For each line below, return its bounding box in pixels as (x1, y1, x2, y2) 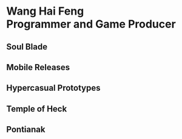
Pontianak (6, 124, 45, 135)
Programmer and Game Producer (6, 17, 176, 31)
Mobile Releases (6, 62, 70, 73)
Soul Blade (6, 41, 47, 52)
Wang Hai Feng (6, 4, 84, 18)
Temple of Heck (6, 104, 67, 114)
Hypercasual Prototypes (6, 83, 101, 93)
